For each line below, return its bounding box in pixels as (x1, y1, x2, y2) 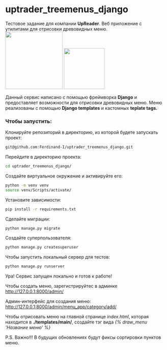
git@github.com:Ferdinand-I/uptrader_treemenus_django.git (5, 144, 133, 150)
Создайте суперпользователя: (5, 235, 72, 241)
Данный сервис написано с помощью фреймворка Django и (5, 94, 137, 100)
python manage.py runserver (5, 264, 65, 269)
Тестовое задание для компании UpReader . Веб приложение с (5, 20, 142, 27)
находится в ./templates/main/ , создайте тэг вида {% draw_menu (5, 319, 148, 325)
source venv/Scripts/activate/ (5, 187, 72, 192)
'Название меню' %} (5, 324, 51, 331)
